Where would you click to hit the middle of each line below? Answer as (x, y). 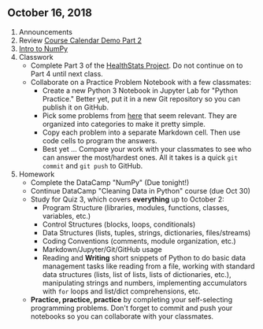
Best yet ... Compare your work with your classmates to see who (147, 149)
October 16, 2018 (50, 13)
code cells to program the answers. (100, 140)
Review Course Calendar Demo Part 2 (80, 40)
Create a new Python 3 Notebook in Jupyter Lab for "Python (140, 91)
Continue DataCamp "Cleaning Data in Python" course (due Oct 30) (141, 190)
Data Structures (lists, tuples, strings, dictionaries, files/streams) (146, 232)
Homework (37, 174)
